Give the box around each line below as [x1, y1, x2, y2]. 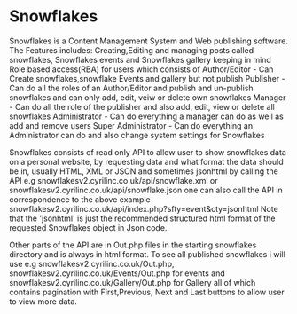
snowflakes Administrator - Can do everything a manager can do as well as [9, 111, 284, 122]
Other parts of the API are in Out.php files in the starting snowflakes [9, 239, 257, 250]
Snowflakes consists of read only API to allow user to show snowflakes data [9, 146, 286, 157]
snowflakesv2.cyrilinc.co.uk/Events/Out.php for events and [9, 268, 226, 279]
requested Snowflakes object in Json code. [9, 222, 168, 232]
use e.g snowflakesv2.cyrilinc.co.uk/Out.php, [9, 258, 175, 269]
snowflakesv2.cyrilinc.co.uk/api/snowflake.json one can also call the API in [9, 184, 284, 195]
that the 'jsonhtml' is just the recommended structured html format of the [9, 213, 276, 224]
